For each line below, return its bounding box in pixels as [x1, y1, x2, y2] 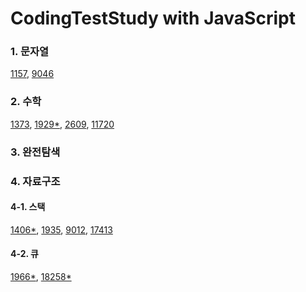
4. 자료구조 [10, 174, 61, 188]
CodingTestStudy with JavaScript [10, 7, 296, 30]
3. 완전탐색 [10, 145, 61, 159]
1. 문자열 [10, 45, 50, 59]
